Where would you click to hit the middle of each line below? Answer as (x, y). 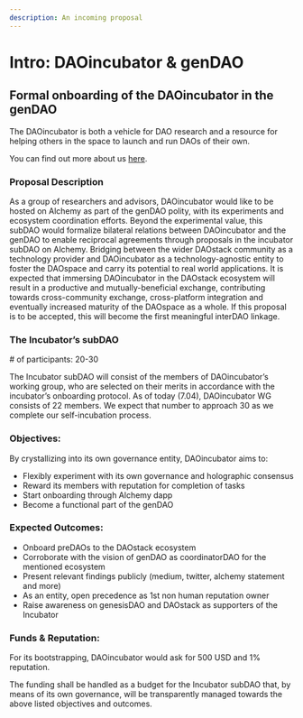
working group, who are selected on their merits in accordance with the (142, 387)
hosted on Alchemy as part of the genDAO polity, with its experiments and (147, 211)
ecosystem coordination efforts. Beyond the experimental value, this (136, 220)
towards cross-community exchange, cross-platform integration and (137, 297)
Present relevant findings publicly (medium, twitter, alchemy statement (154, 576)
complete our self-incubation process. (80, 415)
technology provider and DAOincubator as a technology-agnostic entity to (147, 259)
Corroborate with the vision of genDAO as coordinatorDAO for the (144, 557)
